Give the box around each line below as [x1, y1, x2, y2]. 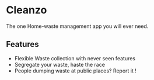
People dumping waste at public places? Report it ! [14, 67, 137, 74]
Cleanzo [6, 3, 47, 17]
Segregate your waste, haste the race [14, 61, 105, 68]
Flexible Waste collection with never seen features [14, 54, 136, 61]
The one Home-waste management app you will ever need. [6, 23, 149, 30]
